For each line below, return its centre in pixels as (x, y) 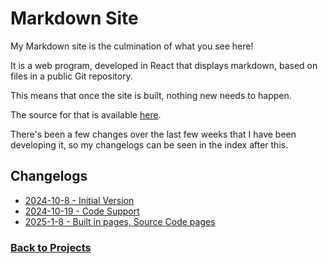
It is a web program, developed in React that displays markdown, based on (164, 65)
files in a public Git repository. (71, 76)
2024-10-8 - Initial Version (79, 200)
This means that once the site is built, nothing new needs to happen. (151, 95)
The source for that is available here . (86, 114)
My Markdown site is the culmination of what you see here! (132, 46)
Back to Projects (51, 247)
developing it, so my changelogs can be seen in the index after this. (149, 144)
